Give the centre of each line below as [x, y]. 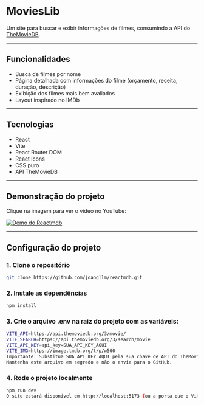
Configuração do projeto [54, 247]
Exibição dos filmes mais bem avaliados [65, 93]
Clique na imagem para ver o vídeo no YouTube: [66, 211]
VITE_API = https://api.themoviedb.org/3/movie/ [66, 334]
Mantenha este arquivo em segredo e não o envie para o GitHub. [89, 362]
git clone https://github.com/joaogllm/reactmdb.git [74, 278]
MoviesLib [33, 11]
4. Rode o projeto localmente [49, 378]
